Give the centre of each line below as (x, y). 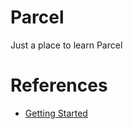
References (59, 85)
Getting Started (56, 113)
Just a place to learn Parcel (66, 45)
